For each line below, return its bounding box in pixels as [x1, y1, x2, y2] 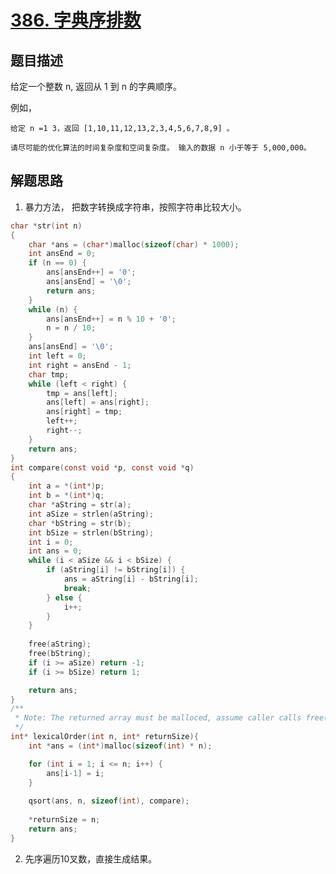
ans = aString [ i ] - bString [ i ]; [63, 574, 199, 585]
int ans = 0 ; [28, 546, 83, 556]
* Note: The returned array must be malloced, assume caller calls [14, 713, 302, 723]
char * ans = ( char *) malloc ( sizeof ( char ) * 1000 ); [28, 239, 240, 250]
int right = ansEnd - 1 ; [28, 360, 132, 370]
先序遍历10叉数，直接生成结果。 [24, 852, 158, 865]
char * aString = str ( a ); [28, 500, 132, 510]
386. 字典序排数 [10, 9, 142, 32]
